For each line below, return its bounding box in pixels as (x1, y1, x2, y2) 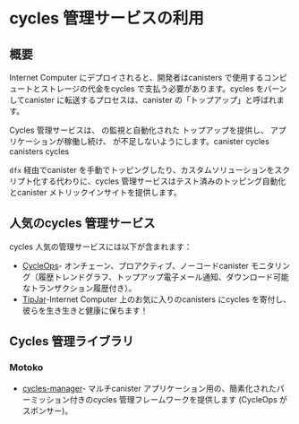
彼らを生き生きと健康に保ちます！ (21, 305, 149, 316)
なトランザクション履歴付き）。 (21, 282, 137, 293)
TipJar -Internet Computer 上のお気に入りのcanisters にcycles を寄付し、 (21, 293, 291, 305)
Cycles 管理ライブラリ (9, 333, 134, 350)
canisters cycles (9, 146, 70, 157)
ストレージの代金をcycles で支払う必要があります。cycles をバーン (39, 83, 288, 94)
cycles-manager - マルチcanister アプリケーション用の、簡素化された (21, 383, 278, 394)
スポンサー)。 (21, 405, 73, 416)
